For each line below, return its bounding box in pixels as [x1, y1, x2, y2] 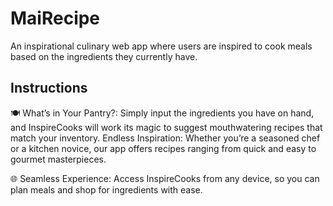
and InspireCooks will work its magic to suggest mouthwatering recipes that [10, 121, 323, 133]
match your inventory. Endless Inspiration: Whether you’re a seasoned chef [10, 132, 321, 144]
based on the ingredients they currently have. [10, 50, 198, 62]
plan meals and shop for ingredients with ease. [10, 183, 203, 196]
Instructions [10, 80, 88, 97]
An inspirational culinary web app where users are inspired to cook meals [10, 40, 313, 52]
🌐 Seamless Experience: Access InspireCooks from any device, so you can [10, 172, 320, 184]
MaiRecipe [10, 7, 101, 30]
